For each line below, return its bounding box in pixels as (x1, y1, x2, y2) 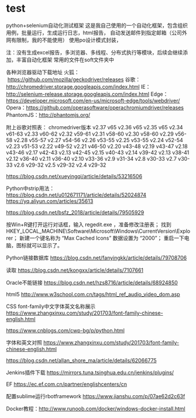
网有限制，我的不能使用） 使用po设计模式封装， (6, 36, 122, 43)
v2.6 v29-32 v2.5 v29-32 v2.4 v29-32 (13, 161, 106, 168)
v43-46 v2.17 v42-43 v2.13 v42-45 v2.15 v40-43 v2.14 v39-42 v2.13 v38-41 (6, 148, 190, 156)
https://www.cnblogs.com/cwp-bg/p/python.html (6, 327, 125, 334)
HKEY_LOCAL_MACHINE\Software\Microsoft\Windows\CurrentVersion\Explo (6, 227, 191, 234)
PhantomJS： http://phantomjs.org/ (6, 111, 91, 118)
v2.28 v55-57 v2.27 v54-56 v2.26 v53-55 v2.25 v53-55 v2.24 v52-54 (13, 136, 183, 143)
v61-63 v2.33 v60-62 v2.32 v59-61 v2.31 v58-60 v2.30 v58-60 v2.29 (6, 130, 174, 137)
